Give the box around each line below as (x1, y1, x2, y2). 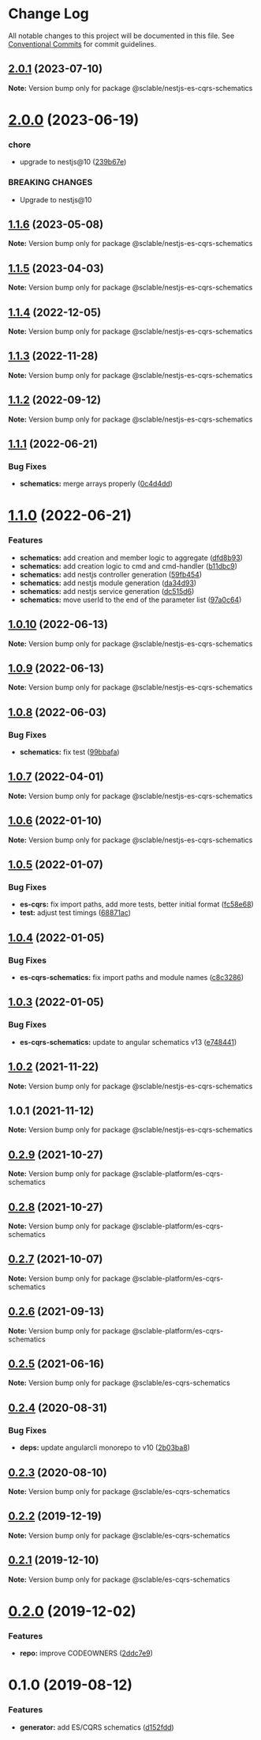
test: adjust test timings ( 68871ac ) (19, 908, 132, 917)
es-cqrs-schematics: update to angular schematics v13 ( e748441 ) (19, 1037, 237, 1046)
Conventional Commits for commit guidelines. (8, 39, 156, 48)
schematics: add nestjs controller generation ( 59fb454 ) (19, 569, 203, 579)
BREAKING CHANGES (8, 177, 93, 188)
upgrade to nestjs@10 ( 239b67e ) (19, 157, 127, 167)
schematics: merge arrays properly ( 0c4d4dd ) (19, 479, 173, 489)
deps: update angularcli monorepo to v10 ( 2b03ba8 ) (19, 1443, 191, 1452)
